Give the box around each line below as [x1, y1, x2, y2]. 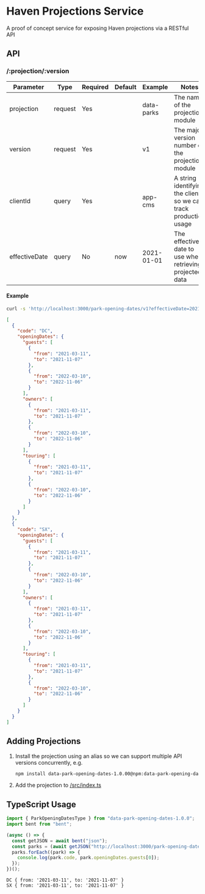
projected [173, 267, 202, 276]
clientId [9, 196, 31, 205]
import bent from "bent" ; [6, 821, 72, 828]
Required [81, 82, 109, 91]
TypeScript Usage [6, 799, 76, 809]
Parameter [13, 82, 45, 91]
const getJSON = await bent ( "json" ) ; [12, 837, 108, 844]
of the [173, 101, 191, 109]
